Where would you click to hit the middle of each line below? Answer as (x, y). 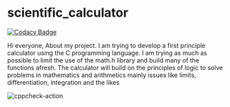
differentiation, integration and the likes (63, 82)
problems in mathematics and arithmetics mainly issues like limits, (102, 75)
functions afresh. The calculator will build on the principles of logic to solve (115, 67)
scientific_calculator (68, 13)
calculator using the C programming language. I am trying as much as (107, 53)
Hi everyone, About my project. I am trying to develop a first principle (106, 45)
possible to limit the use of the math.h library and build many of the (103, 60)
